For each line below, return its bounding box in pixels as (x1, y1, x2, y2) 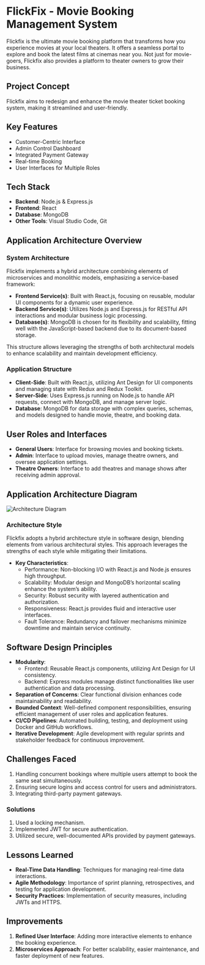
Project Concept (6, 81, 70, 92)
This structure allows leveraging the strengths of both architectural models (6, 343, 195, 351)
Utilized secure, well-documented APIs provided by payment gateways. (15, 832, 196, 840)
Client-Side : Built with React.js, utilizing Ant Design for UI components (15, 379, 193, 386)
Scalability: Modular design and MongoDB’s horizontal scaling (24, 579, 181, 586)
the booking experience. (15, 939, 77, 946)
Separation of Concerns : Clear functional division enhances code (15, 691, 182, 698)
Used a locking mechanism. (15, 819, 86, 827)
